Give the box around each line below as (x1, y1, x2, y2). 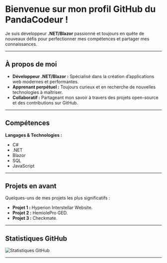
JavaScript (12, 163, 35, 169)
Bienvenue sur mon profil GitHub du (5, 3, 156, 15)
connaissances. (5, 41, 37, 47)
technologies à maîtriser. (12, 89, 63, 95)
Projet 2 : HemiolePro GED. (12, 210, 68, 216)
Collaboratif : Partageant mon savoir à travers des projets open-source (12, 94, 159, 100)
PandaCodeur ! (5, 14, 69, 25)
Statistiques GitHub (5, 234, 68, 243)
